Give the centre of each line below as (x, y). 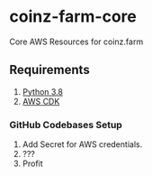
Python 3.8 (42, 91)
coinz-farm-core (73, 17)
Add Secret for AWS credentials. (82, 144)
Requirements (49, 70)
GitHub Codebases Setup (66, 125)
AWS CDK (41, 101)
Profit (32, 163)
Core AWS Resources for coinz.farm (76, 42)
